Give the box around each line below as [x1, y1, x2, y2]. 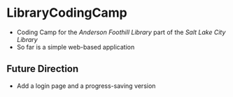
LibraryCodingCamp [6, 5, 127, 21]
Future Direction [6, 63, 79, 75]
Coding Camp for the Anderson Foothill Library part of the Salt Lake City [16, 28, 226, 36]
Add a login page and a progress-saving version [16, 82, 156, 90]
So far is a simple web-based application [16, 43, 135, 51]
